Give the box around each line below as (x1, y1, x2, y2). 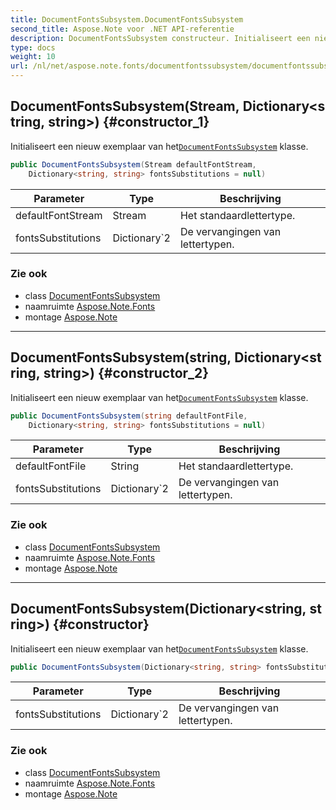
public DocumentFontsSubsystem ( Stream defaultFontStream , (10, 159, 257, 170)
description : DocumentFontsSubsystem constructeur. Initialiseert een (10, 33, 311, 43)
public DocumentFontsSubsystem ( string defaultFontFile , (10, 411, 248, 421)
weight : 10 (10, 52, 56, 62)
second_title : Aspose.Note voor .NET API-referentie (10, 24, 235, 34)
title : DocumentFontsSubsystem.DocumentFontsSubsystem (10, 14, 244, 25)
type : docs (10, 42, 56, 53)
